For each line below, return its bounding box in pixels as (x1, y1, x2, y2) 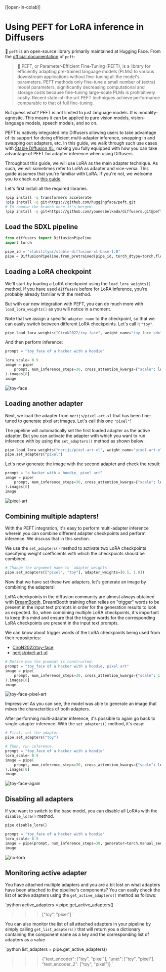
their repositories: (5, 635, 41, 641)
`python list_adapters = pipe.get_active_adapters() (5, 946, 107, 952)
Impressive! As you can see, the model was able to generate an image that (5, 701, 157, 707)
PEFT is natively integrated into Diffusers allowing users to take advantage (5, 130, 157, 135)
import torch (5, 240, 32, 245)
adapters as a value (5, 937, 45, 943)
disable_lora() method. (5, 813, 54, 819)
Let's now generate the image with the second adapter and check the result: (5, 461, 161, 467)
